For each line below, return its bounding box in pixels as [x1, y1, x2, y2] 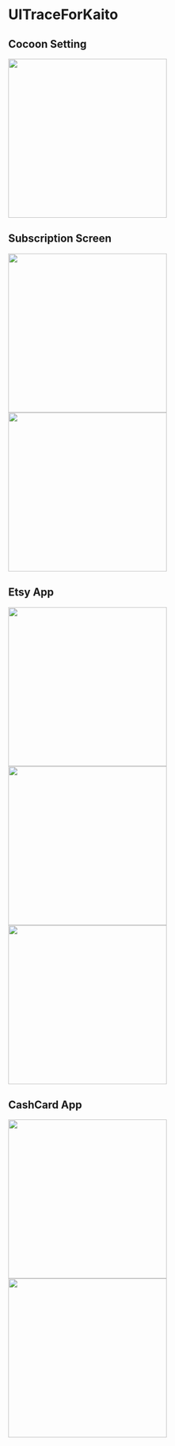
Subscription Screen [8, 232, 112, 246]
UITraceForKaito [8, 6, 119, 24]
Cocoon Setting [8, 37, 87, 51]
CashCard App [8, 1099, 82, 1112]
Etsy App [8, 586, 54, 599]
